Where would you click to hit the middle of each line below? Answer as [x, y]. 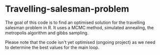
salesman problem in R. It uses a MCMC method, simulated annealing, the [80, 27]
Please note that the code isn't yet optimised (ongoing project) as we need [80, 42]
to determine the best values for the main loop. [52, 47]
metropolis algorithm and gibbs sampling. [47, 33]
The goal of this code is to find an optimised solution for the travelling [75, 22]
